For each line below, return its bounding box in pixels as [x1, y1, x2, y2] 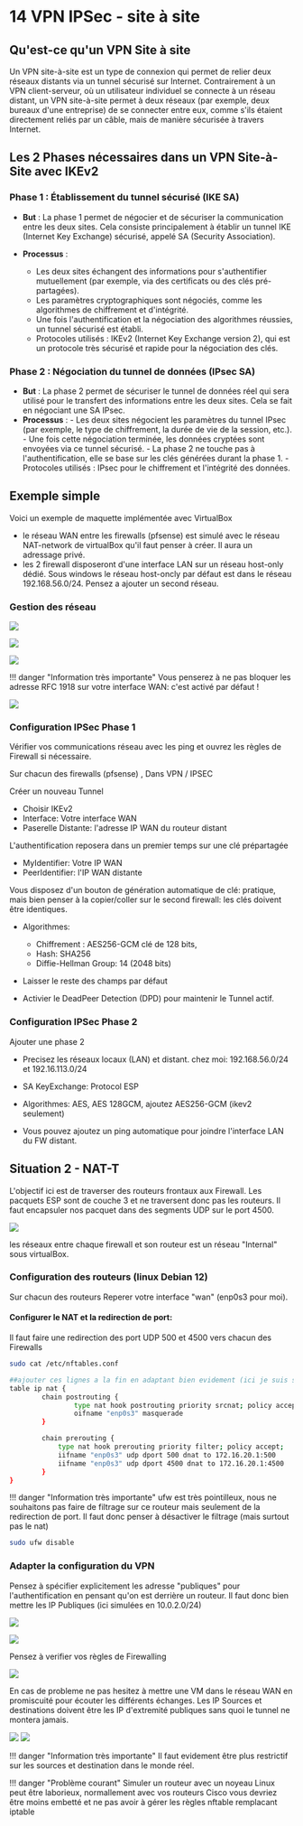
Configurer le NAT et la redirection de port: [9, 1312, 173, 1323]
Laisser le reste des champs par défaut [22, 975, 169, 986]
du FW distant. [22, 1135, 78, 1146]
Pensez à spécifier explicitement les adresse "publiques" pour [9, 1580, 241, 1591]
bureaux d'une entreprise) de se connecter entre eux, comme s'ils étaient [9, 105, 283, 115]
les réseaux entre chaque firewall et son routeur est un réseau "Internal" [9, 1239, 278, 1250]
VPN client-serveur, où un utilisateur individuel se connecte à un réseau [9, 86, 276, 96]
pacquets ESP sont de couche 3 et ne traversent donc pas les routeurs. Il [9, 1195, 281, 1206]
